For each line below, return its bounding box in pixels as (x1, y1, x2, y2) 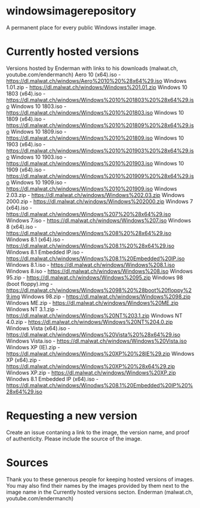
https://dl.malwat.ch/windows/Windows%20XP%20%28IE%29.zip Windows (6, 350, 195, 357)
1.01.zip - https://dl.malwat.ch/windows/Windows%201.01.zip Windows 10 (6, 84, 188, 91)
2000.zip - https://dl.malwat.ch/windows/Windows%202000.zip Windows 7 (6, 198, 193, 205)
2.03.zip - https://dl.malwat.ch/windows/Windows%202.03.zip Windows (6, 191, 185, 198)
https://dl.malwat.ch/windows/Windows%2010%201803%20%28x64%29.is (6, 96, 194, 103)
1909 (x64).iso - (6, 166, 46, 173)
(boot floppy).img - (6, 280, 53, 287)
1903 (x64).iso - (6, 140, 46, 147)
